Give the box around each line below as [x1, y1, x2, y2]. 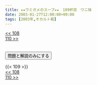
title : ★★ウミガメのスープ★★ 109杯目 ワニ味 [5, 7, 92, 12]
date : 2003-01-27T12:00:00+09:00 [5, 12, 75, 17]
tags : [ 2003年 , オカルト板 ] [5, 16, 57, 21]
